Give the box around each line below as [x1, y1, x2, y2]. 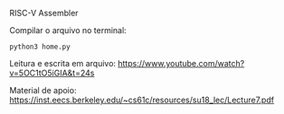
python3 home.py [9, 42, 71, 51]
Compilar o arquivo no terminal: [9, 25, 127, 35]
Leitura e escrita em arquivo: [9, 58, 116, 68]
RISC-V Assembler [9, 8, 79, 18]
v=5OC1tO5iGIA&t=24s [9, 67, 95, 78]
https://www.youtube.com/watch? [117, 58, 245, 68]
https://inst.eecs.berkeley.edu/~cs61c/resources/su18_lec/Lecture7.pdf [9, 94, 274, 105]
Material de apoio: [9, 85, 77, 95]
